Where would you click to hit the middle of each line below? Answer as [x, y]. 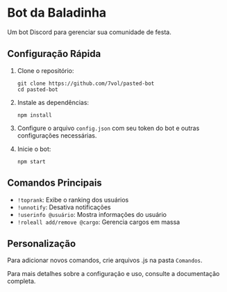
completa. [22, 281]
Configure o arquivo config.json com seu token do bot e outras [108, 128]
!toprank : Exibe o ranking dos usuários [73, 200]
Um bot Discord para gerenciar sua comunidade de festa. [89, 32]
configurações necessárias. [57, 135]
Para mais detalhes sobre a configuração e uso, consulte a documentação [113, 274]
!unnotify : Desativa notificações [64, 207]
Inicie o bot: [34, 149]
